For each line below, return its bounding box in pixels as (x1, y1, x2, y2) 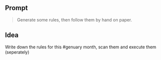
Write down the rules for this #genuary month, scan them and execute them (5, 44, 157, 50)
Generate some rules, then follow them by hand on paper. (16, 17, 132, 22)
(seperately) (5, 49, 30, 55)
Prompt (5, 4, 28, 12)
